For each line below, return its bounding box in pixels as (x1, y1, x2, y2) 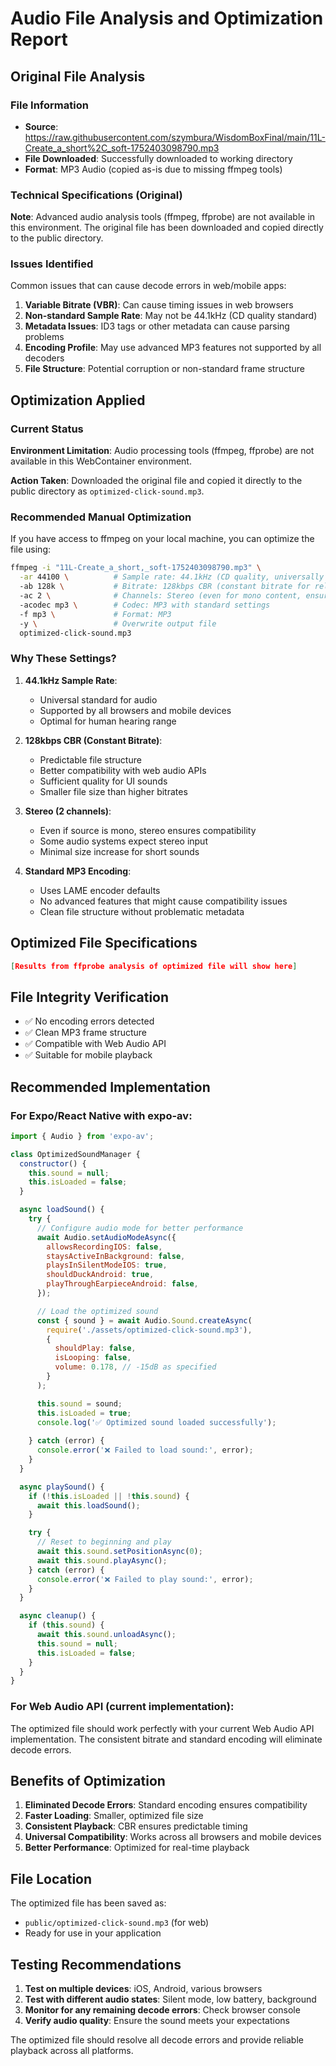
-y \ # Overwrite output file (19, 618, 217, 629)
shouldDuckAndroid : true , (46, 1270, 155, 1280)
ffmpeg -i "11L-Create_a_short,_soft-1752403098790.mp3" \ (10, 563, 262, 573)
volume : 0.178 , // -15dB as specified (54, 1362, 217, 1372)
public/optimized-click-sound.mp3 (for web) (24, 1917, 210, 1929)
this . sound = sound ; (36, 1398, 123, 1409)
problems (24, 331, 65, 343)
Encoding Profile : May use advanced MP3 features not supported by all (24, 342, 322, 354)
